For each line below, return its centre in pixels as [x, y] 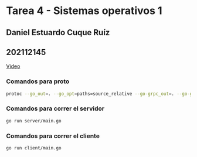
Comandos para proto [38, 81]
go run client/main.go [34, 148]
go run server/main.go [34, 121]
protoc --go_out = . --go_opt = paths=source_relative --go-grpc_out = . [90, 94]
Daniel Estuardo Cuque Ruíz [58, 33]
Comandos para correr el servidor [55, 108]
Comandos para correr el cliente [53, 136]
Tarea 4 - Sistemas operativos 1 [84, 11]
